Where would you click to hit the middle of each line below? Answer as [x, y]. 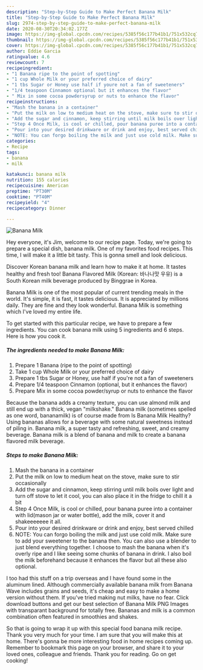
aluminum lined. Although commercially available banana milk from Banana [99, 585]
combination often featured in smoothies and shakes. [72, 617]
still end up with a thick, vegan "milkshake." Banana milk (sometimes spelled [101, 409]
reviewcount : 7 [25, 62]
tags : [13, 152]
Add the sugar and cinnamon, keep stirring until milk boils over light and [105, 489]
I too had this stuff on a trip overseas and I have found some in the [89, 578]
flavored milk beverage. [36, 441]
